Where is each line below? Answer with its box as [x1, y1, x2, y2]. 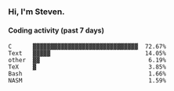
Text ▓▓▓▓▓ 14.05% [8, 50, 167, 58]
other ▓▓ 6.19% [8, 57, 167, 65]
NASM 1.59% [8, 77, 167, 85]
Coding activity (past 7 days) [8, 26, 104, 35]
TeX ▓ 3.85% [8, 63, 167, 72]
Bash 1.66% [8, 70, 167, 78]
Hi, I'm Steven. [8, 6, 65, 17]
